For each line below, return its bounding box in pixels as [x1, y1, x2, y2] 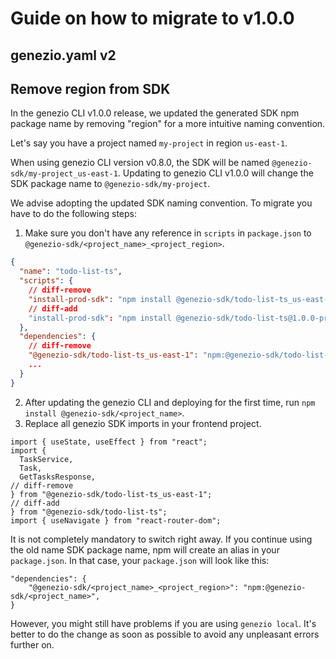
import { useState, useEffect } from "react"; [10, 437, 208, 447]
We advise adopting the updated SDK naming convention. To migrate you [10, 197, 313, 209]
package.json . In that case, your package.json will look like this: [10, 554, 270, 566]
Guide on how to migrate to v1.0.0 [10, 7, 295, 30]
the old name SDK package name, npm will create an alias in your [10, 543, 280, 556]
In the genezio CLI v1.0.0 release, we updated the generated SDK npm [10, 107, 300, 119]
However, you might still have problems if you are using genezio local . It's [10, 617, 317, 629]
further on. [10, 638, 55, 651]
